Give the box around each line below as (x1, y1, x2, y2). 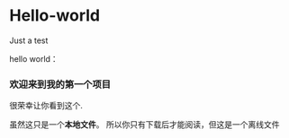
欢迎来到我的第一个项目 (9, 78, 111, 91)
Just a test (9, 35, 49, 46)
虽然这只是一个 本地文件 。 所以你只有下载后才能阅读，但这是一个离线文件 (9, 119, 280, 130)
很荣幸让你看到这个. (9, 100, 84, 111)
